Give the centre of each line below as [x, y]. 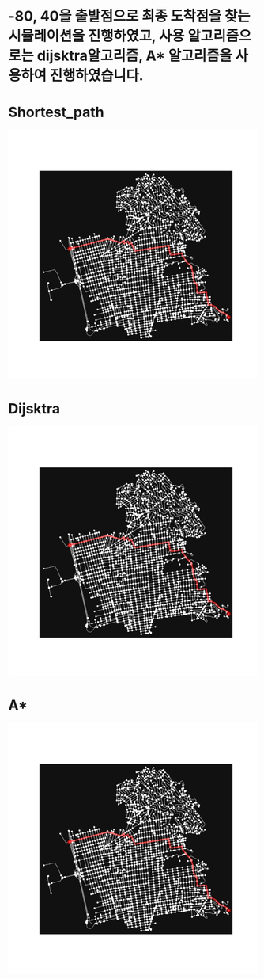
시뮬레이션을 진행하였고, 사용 [96, 36]
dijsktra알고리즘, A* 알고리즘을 [134, 56]
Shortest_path [56, 112]
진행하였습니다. [96, 76]
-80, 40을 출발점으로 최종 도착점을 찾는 [129, 16]
